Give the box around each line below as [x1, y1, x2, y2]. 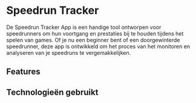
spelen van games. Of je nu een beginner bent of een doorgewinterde [6, 36, 180, 43]
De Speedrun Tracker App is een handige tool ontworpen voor [6, 23, 162, 31]
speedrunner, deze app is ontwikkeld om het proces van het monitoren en [6, 43, 191, 50]
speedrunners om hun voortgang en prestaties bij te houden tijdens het [6, 30, 184, 37]
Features [6, 67, 41, 77]
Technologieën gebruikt [6, 87, 99, 97]
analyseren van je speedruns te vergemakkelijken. [6, 49, 131, 56]
